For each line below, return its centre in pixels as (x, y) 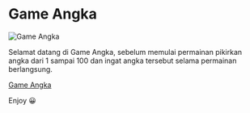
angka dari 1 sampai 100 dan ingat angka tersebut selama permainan (123, 61)
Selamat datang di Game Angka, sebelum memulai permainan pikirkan (125, 52)
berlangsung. (30, 69)
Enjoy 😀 (22, 100)
